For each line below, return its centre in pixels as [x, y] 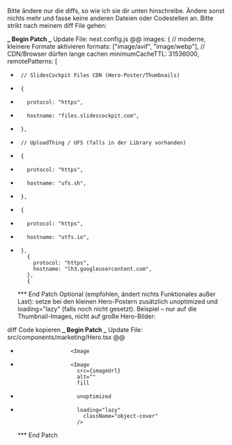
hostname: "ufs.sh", [57, 183]
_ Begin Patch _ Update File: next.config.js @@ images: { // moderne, [107, 39]
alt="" [86, 377]
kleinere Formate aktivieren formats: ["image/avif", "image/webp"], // [106, 46]
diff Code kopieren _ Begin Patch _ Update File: [75, 330]
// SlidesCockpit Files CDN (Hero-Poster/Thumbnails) [100, 75]
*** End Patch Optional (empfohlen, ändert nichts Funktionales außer [116, 294]
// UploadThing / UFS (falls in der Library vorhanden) [103, 143]
